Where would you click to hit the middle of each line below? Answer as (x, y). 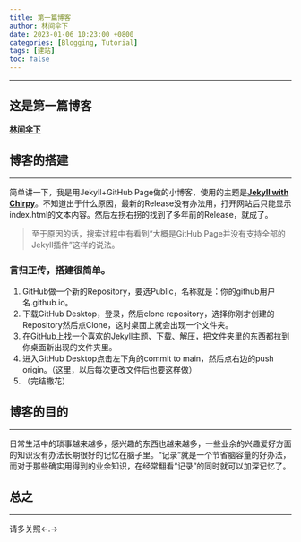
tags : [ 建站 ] (32, 51)
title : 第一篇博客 (40, 17)
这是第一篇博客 (51, 106)
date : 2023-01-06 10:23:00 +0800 (72, 34)
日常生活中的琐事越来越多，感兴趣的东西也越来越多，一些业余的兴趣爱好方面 (150, 443)
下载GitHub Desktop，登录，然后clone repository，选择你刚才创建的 (148, 314)
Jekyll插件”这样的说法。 (75, 245)
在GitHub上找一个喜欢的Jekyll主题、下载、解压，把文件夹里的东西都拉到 (156, 336)
